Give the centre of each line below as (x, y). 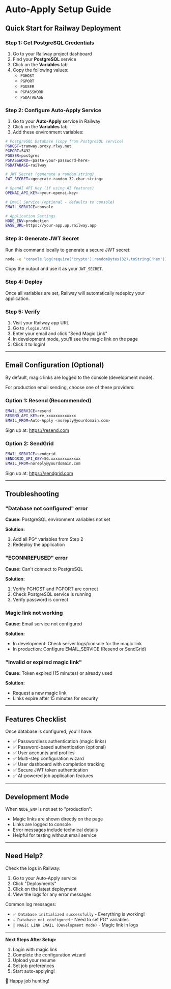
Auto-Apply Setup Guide (58, 9)
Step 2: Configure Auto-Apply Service (53, 110)
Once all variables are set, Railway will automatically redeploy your (75, 293)
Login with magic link (35, 949)
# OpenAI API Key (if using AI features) (50, 188)
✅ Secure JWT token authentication (50, 770)
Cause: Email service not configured (44, 624)
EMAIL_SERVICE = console (29, 207)
